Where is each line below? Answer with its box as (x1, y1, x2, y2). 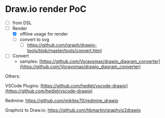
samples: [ (19, 58, 41, 65)
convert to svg (19, 37, 49, 42)
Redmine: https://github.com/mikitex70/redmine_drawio (5, 98, 119, 104)
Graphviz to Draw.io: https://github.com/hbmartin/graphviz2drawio (5, 107, 141, 113)
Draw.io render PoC (5, 3, 86, 15)
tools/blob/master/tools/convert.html (27, 48, 102, 54)
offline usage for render (19, 31, 68, 37)
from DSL (12, 20, 32, 26)
